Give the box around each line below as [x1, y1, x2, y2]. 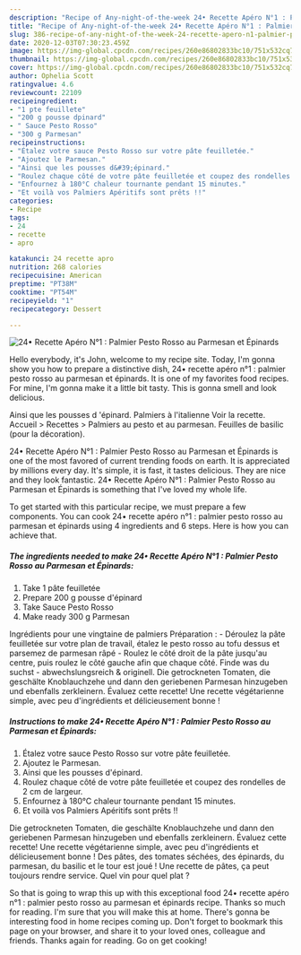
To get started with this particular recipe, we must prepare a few [9, 501, 246, 512]
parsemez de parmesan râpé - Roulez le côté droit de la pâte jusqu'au [9, 647, 268, 659]
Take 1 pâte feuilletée [21, 583, 101, 594]
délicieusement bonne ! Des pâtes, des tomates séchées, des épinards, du [9, 851, 285, 862]
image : [9, 47, 34, 56]
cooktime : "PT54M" [9, 288, 78, 297]
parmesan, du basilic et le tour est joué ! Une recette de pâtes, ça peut [9, 861, 270, 872]
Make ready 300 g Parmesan [21, 612, 130, 622]
